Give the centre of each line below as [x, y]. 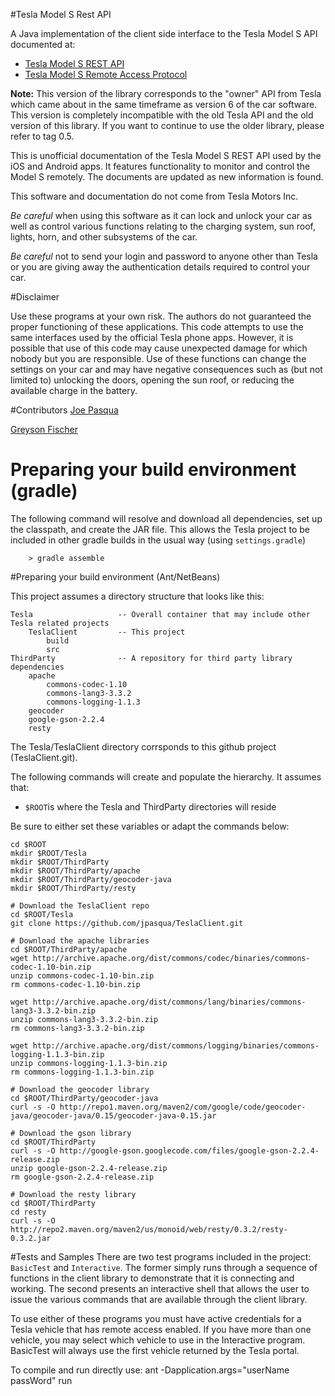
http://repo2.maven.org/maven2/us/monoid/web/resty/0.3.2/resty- [149, 1229]
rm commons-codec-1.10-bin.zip [75, 984]
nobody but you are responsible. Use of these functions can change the [158, 358]
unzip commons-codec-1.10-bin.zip [82, 975]
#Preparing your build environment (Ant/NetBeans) [115, 576]
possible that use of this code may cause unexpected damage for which [159, 348]
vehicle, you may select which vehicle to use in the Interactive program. [158, 1340]
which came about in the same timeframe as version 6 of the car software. [164, 104]
